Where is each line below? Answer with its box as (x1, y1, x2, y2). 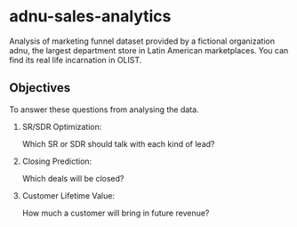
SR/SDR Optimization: (21, 121, 102, 132)
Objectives (9, 80, 71, 95)
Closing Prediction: (21, 156, 92, 166)
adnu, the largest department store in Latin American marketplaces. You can (9, 45, 289, 55)
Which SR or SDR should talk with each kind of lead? (21, 138, 215, 149)
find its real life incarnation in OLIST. (9, 54, 142, 65)
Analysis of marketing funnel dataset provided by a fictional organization (9, 36, 276, 46)
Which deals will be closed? (21, 173, 124, 183)
